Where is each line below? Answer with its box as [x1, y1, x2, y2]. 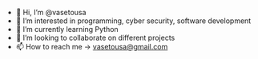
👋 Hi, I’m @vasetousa [15, 8, 87, 17]
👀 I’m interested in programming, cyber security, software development [15, 16, 252, 26]
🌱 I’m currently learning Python [15, 25, 119, 33]
